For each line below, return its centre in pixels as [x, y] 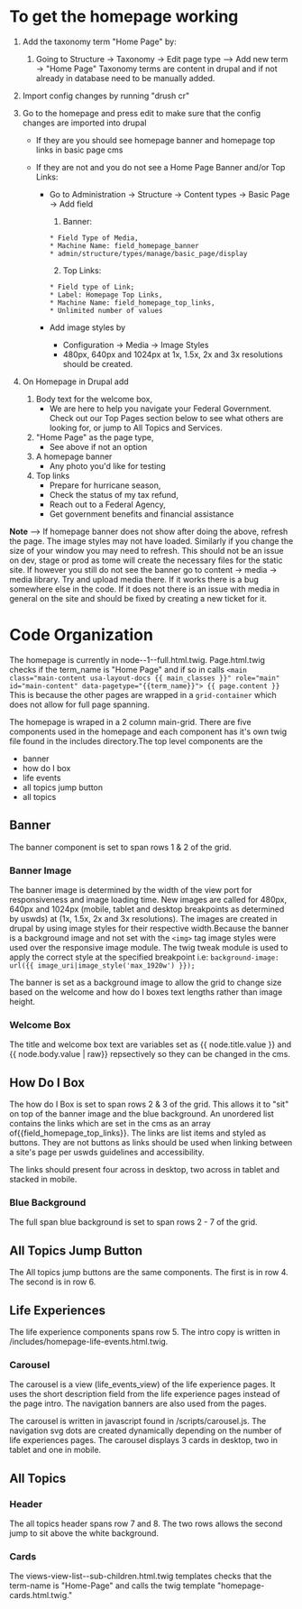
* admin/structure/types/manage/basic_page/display [148, 253]
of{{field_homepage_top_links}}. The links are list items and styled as [138, 1133]
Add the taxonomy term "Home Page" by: [100, 41]
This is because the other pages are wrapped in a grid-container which [143, 694]
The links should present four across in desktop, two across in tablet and [145, 1170]
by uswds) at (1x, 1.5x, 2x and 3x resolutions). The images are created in [143, 918]
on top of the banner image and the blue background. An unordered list [142, 1114]
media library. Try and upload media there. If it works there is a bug [134, 579]
